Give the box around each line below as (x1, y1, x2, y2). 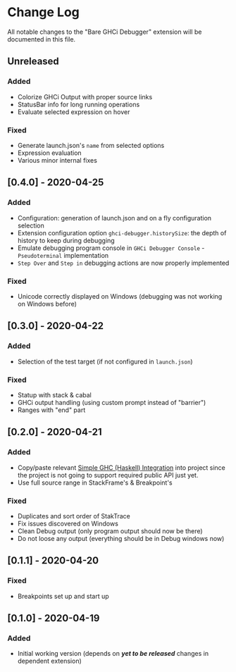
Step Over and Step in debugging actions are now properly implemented (17, 259, 230, 267)
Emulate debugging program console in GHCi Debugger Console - (17, 244, 205, 252)
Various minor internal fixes (17, 156, 97, 164)
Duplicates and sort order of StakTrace (17, 511, 130, 520)
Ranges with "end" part (17, 406, 86, 414)
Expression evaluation (17, 149, 82, 157)
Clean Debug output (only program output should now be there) (17, 526, 203, 535)
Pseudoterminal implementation (17, 251, 109, 259)
